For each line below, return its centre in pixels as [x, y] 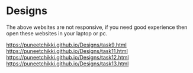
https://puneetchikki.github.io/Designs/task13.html [67, 64]
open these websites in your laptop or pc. [57, 33]
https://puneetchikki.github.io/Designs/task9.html [67, 45]
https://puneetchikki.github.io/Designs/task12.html [67, 57]
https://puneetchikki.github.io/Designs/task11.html [67, 51]
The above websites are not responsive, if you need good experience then [97, 27]
